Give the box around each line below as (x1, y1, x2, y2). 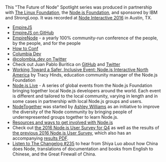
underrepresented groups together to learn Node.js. (12, 114, 119, 120)
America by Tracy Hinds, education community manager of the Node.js (12, 72, 158, 78)
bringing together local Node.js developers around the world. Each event (12, 88, 161, 93)
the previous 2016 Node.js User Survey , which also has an (12, 130, 131, 136)
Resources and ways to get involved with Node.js (12, 119, 113, 125)
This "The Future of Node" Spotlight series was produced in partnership (5, 4, 152, 10)
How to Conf (12, 46, 39, 51)
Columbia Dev (12, 51, 41, 57)
